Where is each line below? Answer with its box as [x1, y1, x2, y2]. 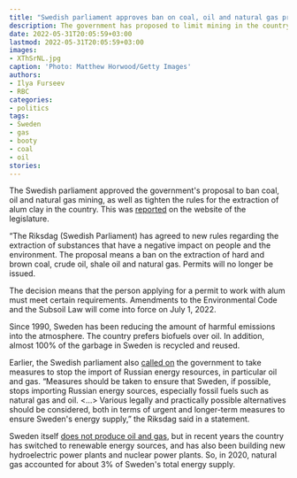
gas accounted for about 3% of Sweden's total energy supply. [9, 459, 236, 470]
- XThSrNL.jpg [9, 54, 62, 63]
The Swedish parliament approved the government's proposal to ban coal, [9, 185, 280, 196]
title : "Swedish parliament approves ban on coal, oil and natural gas [9, 12, 278, 22]
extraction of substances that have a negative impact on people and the [9, 240, 271, 251]
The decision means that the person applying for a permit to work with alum [9, 285, 286, 297]
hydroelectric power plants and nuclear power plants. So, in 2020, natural [9, 450, 277, 460]
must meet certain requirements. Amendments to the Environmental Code [9, 295, 278, 305]
